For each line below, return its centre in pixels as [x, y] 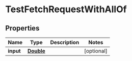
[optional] [96, 51]
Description [65, 42]
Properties [22, 28]
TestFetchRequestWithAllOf [66, 9]
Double [36, 51]
